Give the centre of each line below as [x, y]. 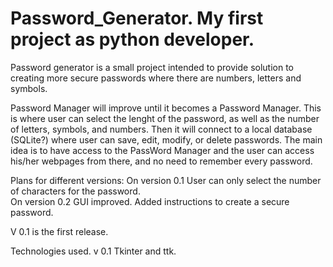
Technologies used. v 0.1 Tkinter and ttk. [93, 251]
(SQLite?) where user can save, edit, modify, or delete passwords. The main [166, 139]
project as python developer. [132, 39]
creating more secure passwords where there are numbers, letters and [156, 78]
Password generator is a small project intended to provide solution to [152, 67]
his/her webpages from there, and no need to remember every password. [161, 161]
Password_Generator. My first [137, 18]
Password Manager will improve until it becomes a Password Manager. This [166, 108]
